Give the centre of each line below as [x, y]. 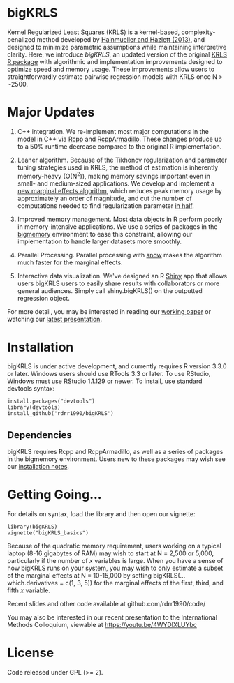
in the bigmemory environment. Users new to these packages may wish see [116, 459]
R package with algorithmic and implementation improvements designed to [115, 61]
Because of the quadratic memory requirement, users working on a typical [115, 546]
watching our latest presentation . [55, 319]
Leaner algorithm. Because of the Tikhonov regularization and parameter [122, 160]
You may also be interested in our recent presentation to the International [112, 617]
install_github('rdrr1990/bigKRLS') [60, 414]
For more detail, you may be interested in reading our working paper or [109, 311]
